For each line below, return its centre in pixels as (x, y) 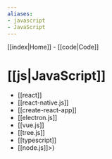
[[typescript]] (37, 140)
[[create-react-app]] (47, 110)
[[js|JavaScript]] (57, 76)
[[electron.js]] (37, 118)
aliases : (20, 14)
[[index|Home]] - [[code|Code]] (53, 47)
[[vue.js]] (31, 125)
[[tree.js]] (31, 133)
